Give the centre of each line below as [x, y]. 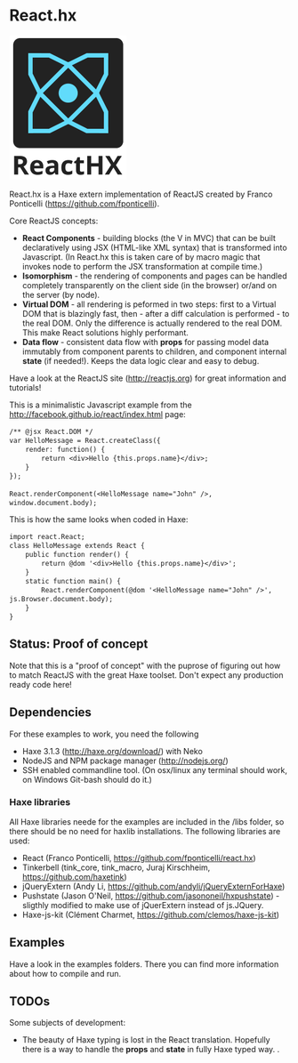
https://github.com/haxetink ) [74, 876]
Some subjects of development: [68, 1023]
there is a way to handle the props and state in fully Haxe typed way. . [151, 1050]
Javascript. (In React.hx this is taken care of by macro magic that [141, 257]
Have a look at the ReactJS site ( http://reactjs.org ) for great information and [148, 378]
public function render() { [77, 554]
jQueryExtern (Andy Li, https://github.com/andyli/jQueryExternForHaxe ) [153, 886]
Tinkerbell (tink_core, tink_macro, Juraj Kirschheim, [116, 867]
